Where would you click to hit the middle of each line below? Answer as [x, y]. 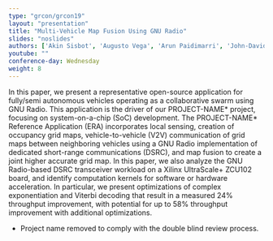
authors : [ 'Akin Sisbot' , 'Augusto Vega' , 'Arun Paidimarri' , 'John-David [138, 46]
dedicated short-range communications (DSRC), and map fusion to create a [135, 152]
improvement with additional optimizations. [80, 213]
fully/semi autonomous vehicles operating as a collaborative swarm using [131, 100]
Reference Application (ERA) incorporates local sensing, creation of [121, 126]
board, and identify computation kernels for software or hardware [118, 178]
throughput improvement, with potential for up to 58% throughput [118, 204]
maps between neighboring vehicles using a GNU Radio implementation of [133, 144]
